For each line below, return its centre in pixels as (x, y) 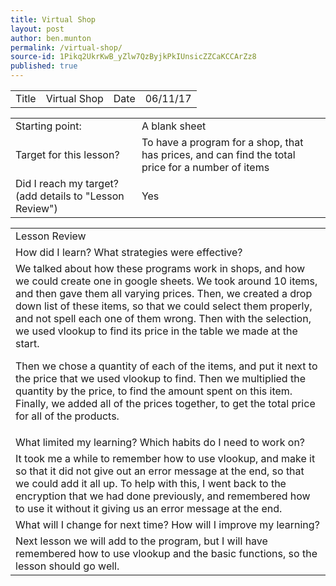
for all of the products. (67, 416)
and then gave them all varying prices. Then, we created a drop (164, 293)
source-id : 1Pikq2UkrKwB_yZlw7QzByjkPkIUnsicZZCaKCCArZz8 (133, 57)
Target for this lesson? (67, 154)
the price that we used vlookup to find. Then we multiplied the (160, 378)
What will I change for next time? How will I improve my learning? (167, 524)
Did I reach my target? (67, 183)
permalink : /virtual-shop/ (66, 47)
